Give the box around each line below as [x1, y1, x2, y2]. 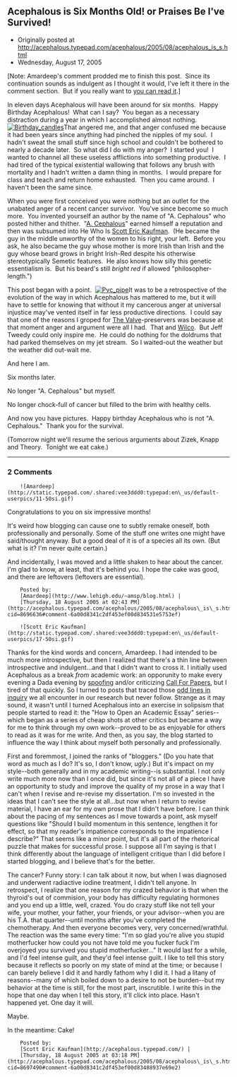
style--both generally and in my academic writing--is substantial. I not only [7, 767, 225, 776]
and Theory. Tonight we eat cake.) [7, 442, 109, 451]
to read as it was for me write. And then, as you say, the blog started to [7, 731, 214, 739]
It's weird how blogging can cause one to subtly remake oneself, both [7, 522, 210, 530]
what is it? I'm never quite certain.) [7, 544, 108, 553]
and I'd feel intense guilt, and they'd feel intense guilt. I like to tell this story [7, 953, 224, 962]
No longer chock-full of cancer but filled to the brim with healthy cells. [7, 400, 212, 408]
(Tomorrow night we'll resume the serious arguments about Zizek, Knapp [7, 435, 219, 444]
